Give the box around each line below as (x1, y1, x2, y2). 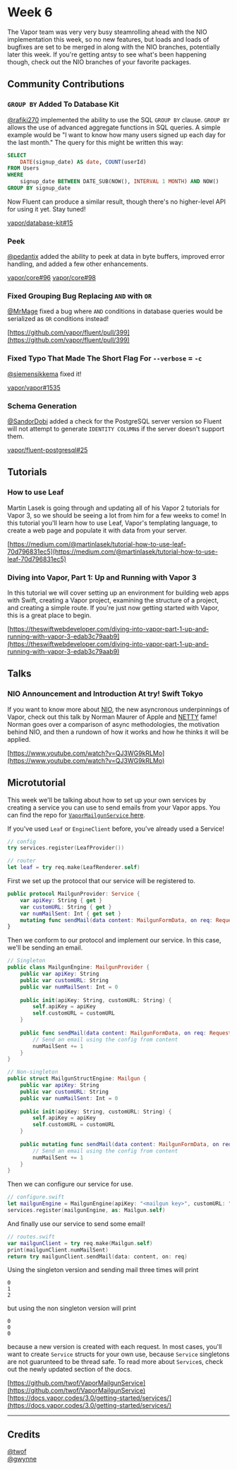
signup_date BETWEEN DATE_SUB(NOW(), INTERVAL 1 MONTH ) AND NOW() (20, 178, 219, 185)
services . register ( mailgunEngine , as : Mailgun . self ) (7, 1207, 166, 1214)
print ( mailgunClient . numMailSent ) (7, 1246, 109, 1254)
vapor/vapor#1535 (7, 383, 61, 392)
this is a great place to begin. (7, 611, 92, 619)
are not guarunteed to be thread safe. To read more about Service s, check (7, 1358, 224, 1366)
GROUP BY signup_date (7, 185, 71, 192)
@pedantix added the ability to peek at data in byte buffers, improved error (7, 252, 225, 261)
